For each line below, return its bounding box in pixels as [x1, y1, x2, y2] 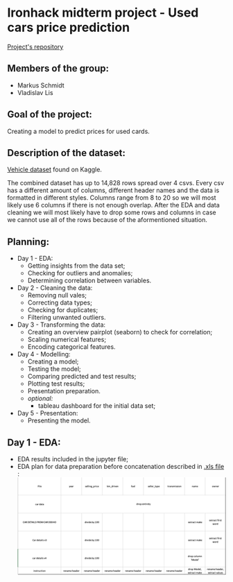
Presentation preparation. [27, 387, 101, 395]
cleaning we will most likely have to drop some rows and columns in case [7, 208, 216, 216]
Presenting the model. [27, 416, 92, 425]
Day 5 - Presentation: [17, 409, 78, 418]
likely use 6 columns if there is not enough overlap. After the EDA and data [7, 201, 220, 209]
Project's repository [7, 42, 64, 51]
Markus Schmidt [17, 81, 64, 89]
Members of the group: [7, 62, 110, 74]
